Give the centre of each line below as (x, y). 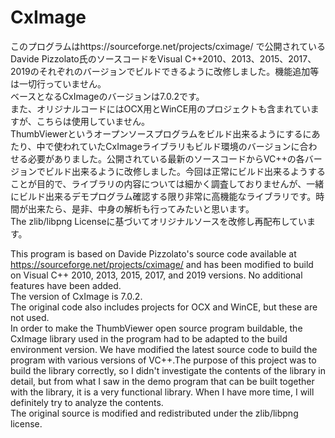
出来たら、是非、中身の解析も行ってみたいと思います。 (141, 208)
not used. (30, 317)
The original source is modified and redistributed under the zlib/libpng (154, 413)
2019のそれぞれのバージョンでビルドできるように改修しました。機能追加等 (165, 71)
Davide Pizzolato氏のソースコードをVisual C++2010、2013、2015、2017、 (163, 58)
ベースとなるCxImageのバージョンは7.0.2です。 (107, 96)
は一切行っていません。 (58, 83)
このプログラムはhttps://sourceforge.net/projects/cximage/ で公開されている (168, 46)
